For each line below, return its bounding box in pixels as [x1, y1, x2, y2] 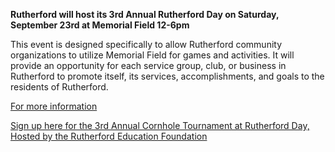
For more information [10, 100, 98, 112]
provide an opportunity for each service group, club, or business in [10, 60, 287, 71]
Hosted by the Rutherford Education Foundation [10, 130, 208, 142]
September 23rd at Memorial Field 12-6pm [10, 19, 190, 31]
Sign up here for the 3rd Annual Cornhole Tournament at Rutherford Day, [10, 120, 310, 131]
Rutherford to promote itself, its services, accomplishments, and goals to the [10, 70, 325, 82]
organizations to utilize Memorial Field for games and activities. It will [10, 49, 295, 61]
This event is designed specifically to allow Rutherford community [10, 39, 283, 50]
